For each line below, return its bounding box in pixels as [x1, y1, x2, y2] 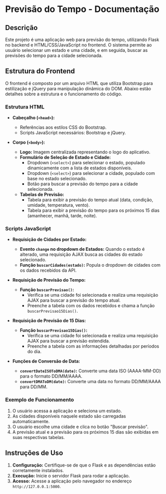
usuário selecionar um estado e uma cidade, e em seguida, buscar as [5, 47, 148, 53]
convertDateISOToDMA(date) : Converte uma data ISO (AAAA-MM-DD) [19, 368, 161, 374]
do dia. [27, 349, 42, 355]
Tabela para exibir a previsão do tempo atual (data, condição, [27, 197, 154, 203]
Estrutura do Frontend [5, 67, 75, 75]
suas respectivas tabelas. [12, 434, 65, 440]
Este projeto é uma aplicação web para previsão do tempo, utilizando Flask [5, 36, 160, 42]
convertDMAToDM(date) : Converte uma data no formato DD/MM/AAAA [19, 379, 161, 385]
